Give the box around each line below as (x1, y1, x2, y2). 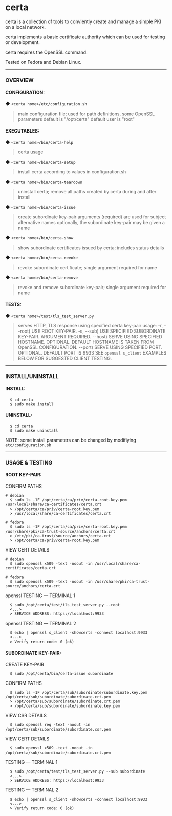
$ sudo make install (10, 401, 54, 407)
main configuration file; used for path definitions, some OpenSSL (17, 111, 155, 117)
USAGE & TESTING (5, 459, 53, 466)
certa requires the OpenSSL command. (5, 49, 88, 55)
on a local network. (5, 24, 46, 30)
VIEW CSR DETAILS (5, 713, 47, 719)
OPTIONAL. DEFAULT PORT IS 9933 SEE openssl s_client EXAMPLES (17, 350, 167, 356)
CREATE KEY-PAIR (5, 661, 45, 668)
